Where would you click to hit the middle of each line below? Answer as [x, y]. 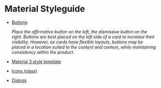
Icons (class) [24, 71]
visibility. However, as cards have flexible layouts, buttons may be [77, 42]
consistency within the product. [43, 52]
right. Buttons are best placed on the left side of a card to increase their [83, 37]
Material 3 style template [36, 61]
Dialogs [19, 80]
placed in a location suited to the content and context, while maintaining [84, 47]
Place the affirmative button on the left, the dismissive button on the [79, 31]
